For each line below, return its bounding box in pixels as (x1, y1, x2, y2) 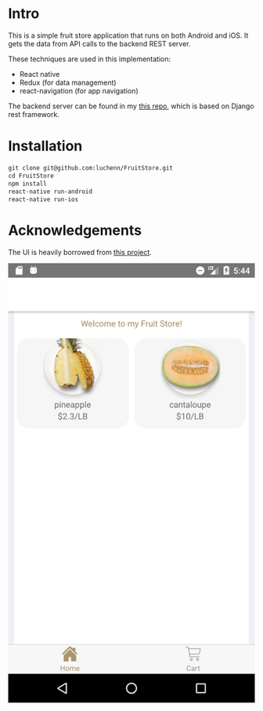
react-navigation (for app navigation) (19, 86, 139, 95)
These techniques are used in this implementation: (8, 54, 171, 64)
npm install (8, 180, 47, 188)
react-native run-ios (8, 195, 79, 203)
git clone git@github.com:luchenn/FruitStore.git (8, 164, 174, 172)
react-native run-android (8, 188, 92, 195)
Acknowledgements (8, 221, 142, 239)
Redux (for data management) (19, 78, 117, 87)
